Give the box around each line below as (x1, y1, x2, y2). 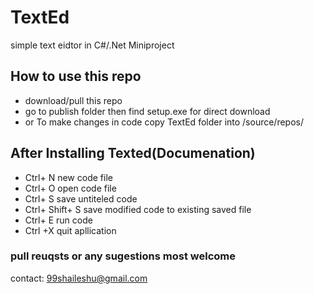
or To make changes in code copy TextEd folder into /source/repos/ (24, 116, 305, 128)
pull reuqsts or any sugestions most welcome (10, 249, 236, 263)
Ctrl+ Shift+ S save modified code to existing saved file (24, 203, 252, 215)
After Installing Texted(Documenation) (10, 145, 256, 162)
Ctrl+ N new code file (24, 171, 113, 183)
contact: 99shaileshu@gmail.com (10, 272, 148, 284)
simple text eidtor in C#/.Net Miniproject (10, 39, 175, 51)
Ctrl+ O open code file (24, 182, 117, 194)
